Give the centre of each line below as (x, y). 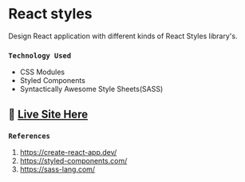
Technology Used (40, 55)
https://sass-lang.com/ (57, 169)
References (29, 136)
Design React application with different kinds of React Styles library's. (123, 36)
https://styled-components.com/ (73, 160)
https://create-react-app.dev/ (68, 152)
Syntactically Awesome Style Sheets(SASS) (91, 89)
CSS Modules (42, 72)
